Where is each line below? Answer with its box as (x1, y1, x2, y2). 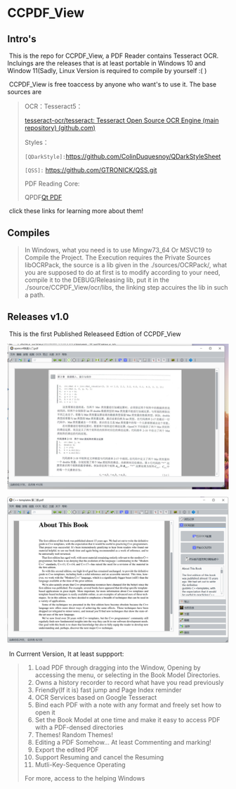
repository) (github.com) (24, 124, 96, 131)
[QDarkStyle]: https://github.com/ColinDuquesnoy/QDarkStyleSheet (24, 153, 221, 160)
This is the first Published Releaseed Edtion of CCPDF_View (8, 329, 181, 338)
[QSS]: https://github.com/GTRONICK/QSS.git (24, 166, 157, 174)
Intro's (7, 33, 37, 45)
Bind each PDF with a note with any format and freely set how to (34, 700, 222, 709)
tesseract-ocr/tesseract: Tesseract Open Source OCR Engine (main (24, 116, 219, 124)
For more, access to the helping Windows (24, 774, 145, 782)
